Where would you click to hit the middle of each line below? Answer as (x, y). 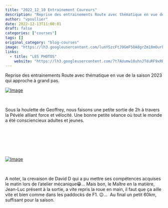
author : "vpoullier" (27, 19)
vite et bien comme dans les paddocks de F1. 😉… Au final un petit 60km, (81, 195)
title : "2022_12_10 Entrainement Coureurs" (51, 10)
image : (12, 47)
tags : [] (14, 38)
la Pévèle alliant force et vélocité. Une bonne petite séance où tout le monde (84, 115)
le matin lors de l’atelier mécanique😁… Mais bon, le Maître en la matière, (80, 184)
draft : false (19, 29)
